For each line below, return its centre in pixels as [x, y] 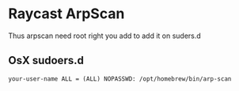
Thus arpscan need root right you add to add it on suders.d [105, 36]
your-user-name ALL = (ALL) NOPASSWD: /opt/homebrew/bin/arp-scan [120, 79]
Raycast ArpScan [66, 14]
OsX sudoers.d [46, 61]
